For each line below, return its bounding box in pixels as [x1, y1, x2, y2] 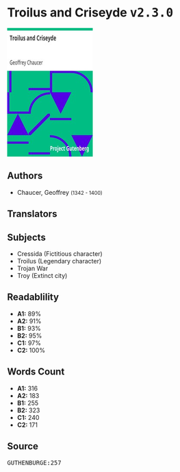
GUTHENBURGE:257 [7, 459, 62, 467]
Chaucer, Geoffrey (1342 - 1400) [16, 188, 103, 196]
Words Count [7, 366, 65, 378]
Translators [7, 208, 57, 220]
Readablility [7, 292, 60, 303]
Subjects [7, 231, 46, 243]
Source [7, 440, 39, 452]
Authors [7, 170, 43, 182]
